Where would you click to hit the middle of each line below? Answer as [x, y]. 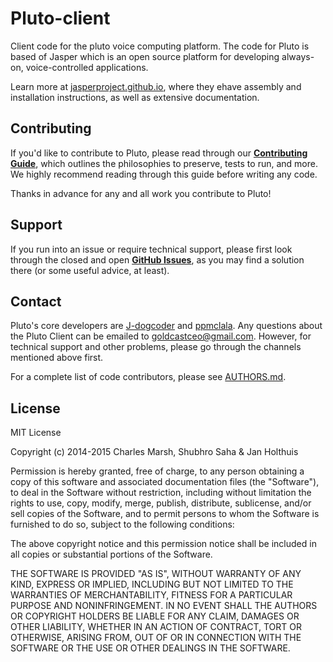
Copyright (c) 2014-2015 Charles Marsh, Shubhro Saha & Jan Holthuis [154, 452]
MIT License [36, 433]
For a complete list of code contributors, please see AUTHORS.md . [148, 377]
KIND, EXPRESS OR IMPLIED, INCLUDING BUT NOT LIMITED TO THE [152, 584]
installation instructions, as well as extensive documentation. [135, 97]
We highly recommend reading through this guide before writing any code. [164, 174]
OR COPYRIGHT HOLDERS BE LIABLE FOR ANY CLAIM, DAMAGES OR [155, 616]
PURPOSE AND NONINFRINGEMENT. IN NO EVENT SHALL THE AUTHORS [164, 606]
